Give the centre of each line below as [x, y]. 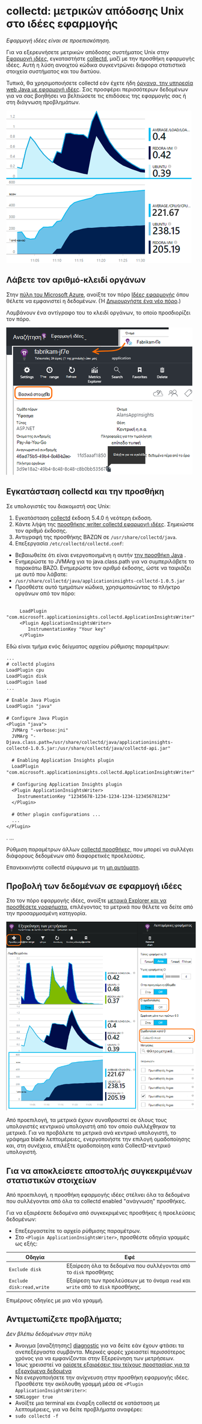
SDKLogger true [34, 1397]
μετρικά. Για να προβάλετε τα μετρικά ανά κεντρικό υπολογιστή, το [91, 1133]
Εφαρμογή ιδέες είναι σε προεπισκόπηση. [58, 40]
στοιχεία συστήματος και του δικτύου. [54, 71]
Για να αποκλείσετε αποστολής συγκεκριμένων [99, 1171]
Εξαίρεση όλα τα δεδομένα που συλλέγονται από [128, 1266]
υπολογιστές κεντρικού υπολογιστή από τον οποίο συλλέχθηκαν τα [91, 1126]
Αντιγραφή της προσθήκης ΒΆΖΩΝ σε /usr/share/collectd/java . [96, 537]
